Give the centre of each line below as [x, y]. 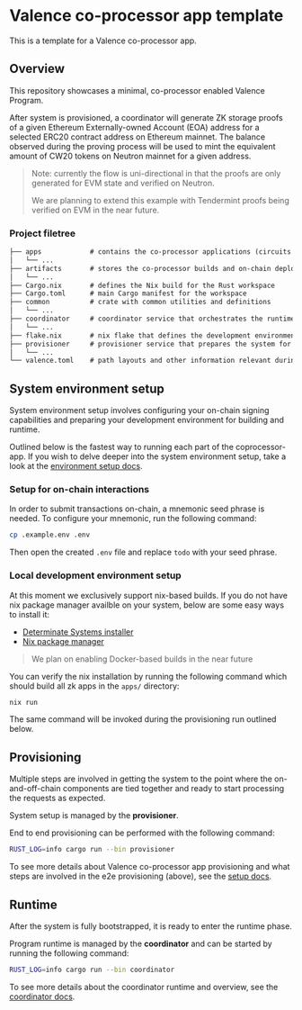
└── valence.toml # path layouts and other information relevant [140, 361]
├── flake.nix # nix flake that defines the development [130, 335]
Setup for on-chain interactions [80, 490]
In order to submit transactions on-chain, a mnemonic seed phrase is [137, 509]
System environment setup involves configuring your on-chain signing [139, 410]
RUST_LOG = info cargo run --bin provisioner [92, 850]
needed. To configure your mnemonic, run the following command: [133, 519]
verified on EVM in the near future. [95, 210]
